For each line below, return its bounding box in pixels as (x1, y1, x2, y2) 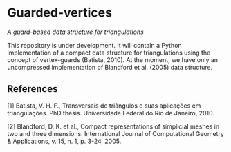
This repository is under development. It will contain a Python (7, 41, 182, 49)
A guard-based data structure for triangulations (7, 28, 144, 36)
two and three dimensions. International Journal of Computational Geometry (7, 129, 225, 137)
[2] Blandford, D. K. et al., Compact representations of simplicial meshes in (7, 122, 220, 131)
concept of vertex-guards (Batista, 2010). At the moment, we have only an (7, 55, 219, 64)
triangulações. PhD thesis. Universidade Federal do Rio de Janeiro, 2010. (7, 108, 214, 117)
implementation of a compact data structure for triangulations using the (7, 48, 211, 57)
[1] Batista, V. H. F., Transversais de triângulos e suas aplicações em (7, 102, 201, 110)
